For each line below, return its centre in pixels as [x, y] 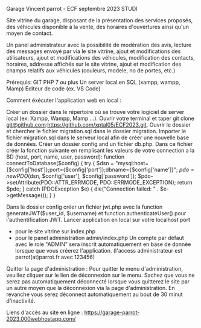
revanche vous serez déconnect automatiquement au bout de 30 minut [94, 294]
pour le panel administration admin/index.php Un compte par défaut [99, 238]
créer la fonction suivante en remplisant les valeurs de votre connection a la [101, 150]
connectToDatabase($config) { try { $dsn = [60, 163]
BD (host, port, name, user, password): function [65, 157]
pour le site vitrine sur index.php [55, 231]
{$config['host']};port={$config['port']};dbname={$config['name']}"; [92, 169]
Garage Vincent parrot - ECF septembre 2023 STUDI [72, 9]
